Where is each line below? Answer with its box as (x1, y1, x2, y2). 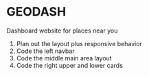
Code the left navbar (16, 47, 75, 55)
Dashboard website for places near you (6, 26, 118, 35)
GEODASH (6, 4, 67, 20)
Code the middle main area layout (16, 54, 112, 62)
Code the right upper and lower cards (16, 61, 123, 69)
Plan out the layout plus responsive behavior (16, 39, 142, 47)
